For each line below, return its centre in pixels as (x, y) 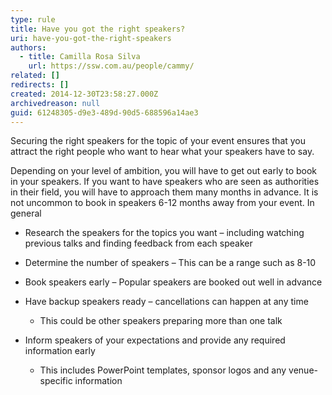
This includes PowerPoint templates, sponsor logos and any (163, 370)
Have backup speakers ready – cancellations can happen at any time (166, 302)
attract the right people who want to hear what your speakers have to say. (162, 152)
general (26, 213)
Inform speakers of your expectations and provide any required (155, 340)
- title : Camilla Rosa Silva (80, 57)
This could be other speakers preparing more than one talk (161, 321)
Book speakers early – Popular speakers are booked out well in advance (173, 282)
